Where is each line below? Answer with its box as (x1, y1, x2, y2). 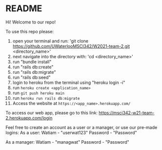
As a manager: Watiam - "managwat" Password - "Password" (5, 139, 130, 145)
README (5, 3, 42, 14)
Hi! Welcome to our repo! (5, 19, 56, 25)
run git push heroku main (12, 90, 65, 96)
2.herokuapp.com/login (5, 115, 53, 121)
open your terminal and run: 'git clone (12, 38, 88, 44)
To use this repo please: (5, 28, 54, 34)
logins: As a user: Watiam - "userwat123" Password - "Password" (5, 129, 137, 135)
